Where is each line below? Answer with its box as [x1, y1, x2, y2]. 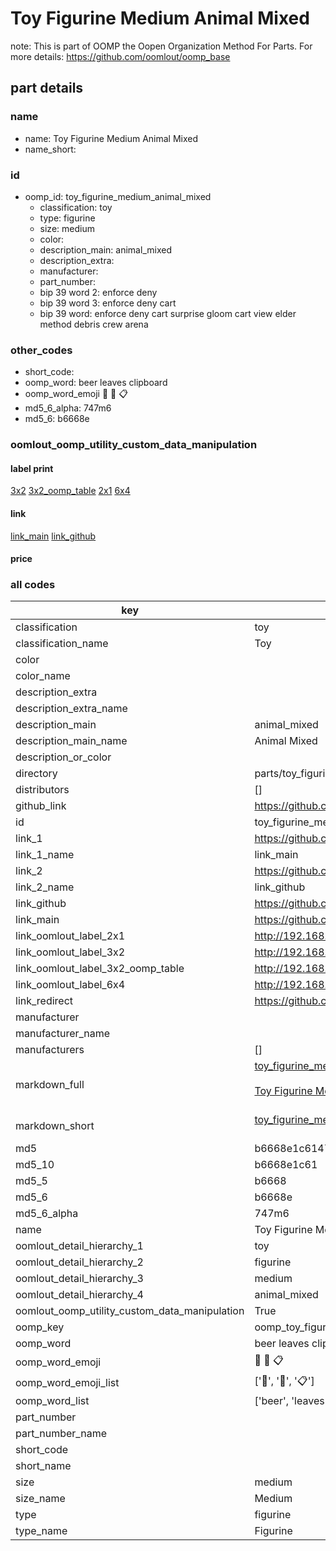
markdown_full [15, 1078, 85, 1092]
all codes [10, 578, 56, 592]
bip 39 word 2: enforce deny [39, 286, 158, 298]
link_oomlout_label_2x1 [15, 929, 126, 943]
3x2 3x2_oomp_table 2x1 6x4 [10, 485, 131, 497]
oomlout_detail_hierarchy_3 [15, 1272, 144, 1286]
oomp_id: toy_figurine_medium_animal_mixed [24, 190, 212, 202]
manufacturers [15, 1043, 85, 1057]
